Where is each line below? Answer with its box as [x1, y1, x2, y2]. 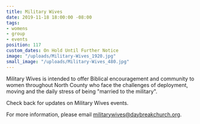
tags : [6, 20, 20, 26]
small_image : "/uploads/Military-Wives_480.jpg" [6, 58, 130, 64]
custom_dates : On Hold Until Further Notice [6, 48, 119, 54]
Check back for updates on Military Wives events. [6, 99, 129, 106]
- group [6, 31, 26, 37]
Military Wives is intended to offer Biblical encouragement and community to [6, 75, 195, 82]
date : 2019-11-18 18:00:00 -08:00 [6, 14, 93, 20]
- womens [6, 25, 28, 32]
